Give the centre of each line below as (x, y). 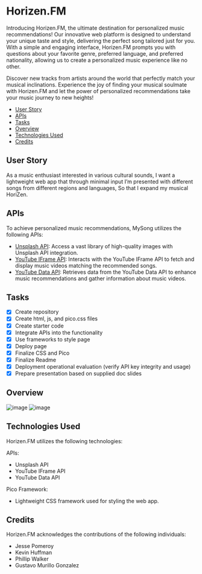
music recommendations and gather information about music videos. (101, 278)
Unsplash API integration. (46, 252)
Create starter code (39, 326)
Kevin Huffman (33, 553)
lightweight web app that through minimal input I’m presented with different (100, 181)
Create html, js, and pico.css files (56, 318)
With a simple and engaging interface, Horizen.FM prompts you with (91, 47)
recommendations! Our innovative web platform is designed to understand (99, 34)
